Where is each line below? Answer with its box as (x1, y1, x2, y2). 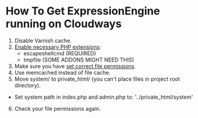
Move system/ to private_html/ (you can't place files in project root (14, 75, 180, 82)
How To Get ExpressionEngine (5, 4, 161, 18)
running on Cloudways (5, 17, 122, 31)
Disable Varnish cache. (14, 37, 72, 44)
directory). (14, 81, 41, 88)
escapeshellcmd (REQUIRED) (23, 49, 97, 57)
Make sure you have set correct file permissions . (14, 62, 136, 70)
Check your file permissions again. (14, 105, 101, 112)
